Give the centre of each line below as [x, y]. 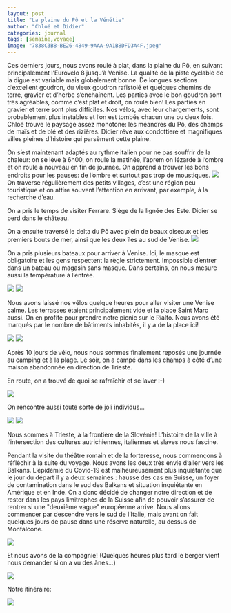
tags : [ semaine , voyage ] [41, 39]
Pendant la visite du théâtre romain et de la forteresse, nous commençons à [115, 455]
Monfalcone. [25, 529]
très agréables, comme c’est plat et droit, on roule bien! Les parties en [107, 102]
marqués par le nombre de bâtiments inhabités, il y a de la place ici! [103, 325]
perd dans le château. [38, 218]
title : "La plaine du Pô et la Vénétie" [66, 20]
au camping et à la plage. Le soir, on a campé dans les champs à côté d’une [115, 360]
